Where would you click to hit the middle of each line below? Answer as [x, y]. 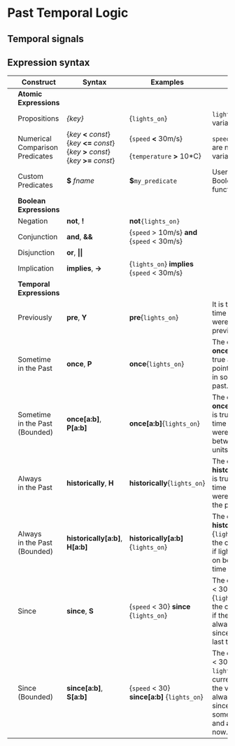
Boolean [32, 201]
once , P [79, 364]
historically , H [90, 483]
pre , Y [77, 318]
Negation [33, 221]
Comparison [38, 147]
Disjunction [36, 252]
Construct [38, 82]
